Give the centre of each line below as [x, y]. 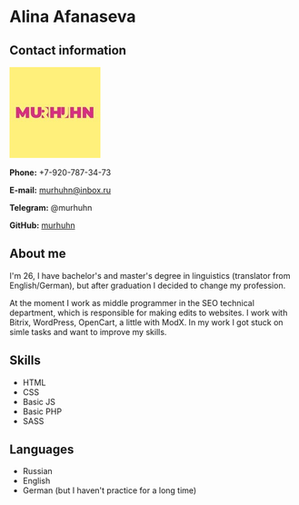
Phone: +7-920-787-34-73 [60, 173]
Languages [42, 450]
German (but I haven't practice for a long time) [110, 490]
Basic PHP [42, 411]
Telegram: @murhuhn [51, 208]
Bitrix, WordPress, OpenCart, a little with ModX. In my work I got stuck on [146, 322]
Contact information [68, 50]
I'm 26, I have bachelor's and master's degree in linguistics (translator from [150, 275]
